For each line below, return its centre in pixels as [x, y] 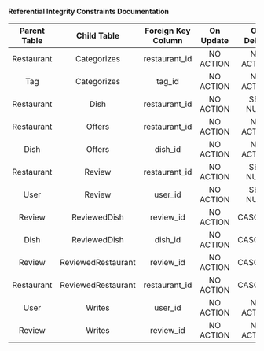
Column [168, 41]
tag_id [167, 81]
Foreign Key [168, 31]
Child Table [98, 36]
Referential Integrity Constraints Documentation [89, 11]
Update [215, 41]
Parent [32, 31]
